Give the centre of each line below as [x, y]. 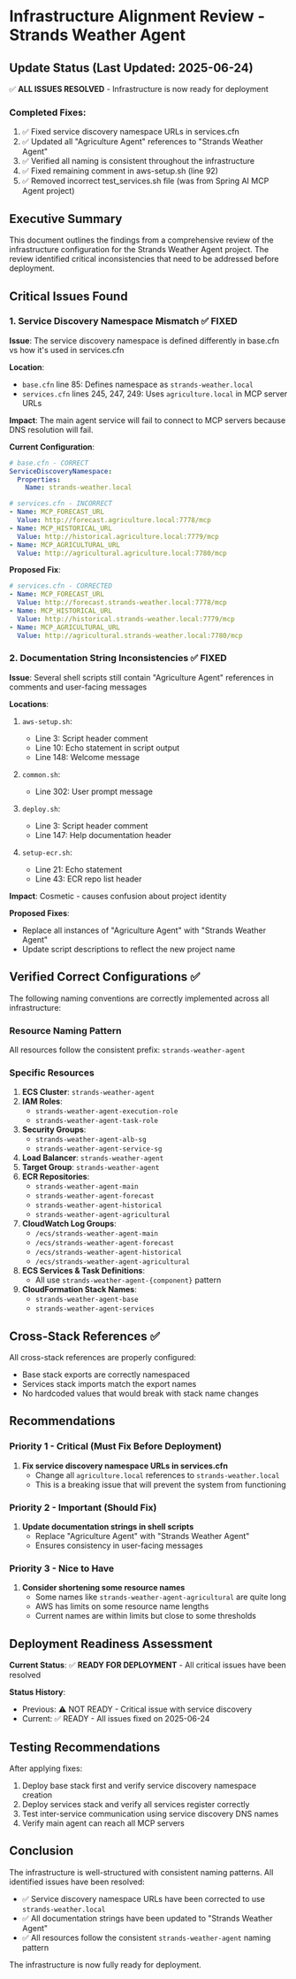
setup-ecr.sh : [47, 852]
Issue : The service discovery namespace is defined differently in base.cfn [144, 340]
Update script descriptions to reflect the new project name [129, 949]
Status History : [38, 1692]
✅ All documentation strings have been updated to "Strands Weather [147, 1918]
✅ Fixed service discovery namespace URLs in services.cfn [131, 132]
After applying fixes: [46, 1768]
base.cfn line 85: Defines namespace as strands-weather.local [137, 384]
